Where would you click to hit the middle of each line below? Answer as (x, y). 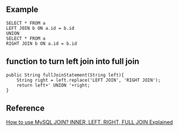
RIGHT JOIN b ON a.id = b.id (42, 43)
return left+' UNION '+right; (54, 85)
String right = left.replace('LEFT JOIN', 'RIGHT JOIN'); (89, 80)
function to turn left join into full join (73, 62)
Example (22, 10)
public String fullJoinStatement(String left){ (65, 75)
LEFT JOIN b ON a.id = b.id (40, 28)
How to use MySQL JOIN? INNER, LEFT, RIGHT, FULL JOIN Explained (89, 122)
